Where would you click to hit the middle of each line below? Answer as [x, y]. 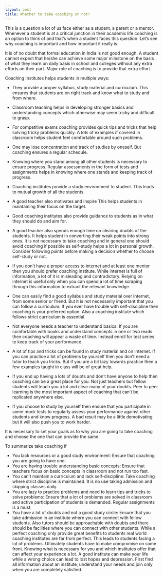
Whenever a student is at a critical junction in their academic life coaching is [81, 33]
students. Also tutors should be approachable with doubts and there [80, 523]
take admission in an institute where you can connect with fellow [77, 517]
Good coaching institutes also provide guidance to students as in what [82, 216]
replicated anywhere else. [38, 397]
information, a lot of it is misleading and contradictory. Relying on [77, 276]
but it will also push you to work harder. [52, 422]
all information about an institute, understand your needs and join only [82, 564]
